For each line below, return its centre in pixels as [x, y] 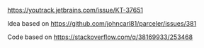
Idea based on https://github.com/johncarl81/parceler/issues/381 [102, 23]
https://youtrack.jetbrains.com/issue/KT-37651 [75, 10]
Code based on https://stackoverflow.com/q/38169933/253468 [100, 37]
